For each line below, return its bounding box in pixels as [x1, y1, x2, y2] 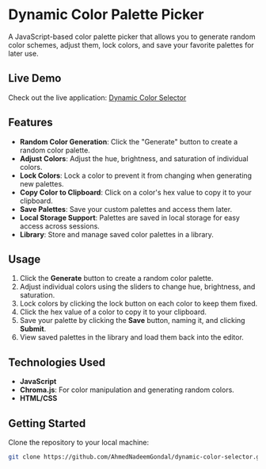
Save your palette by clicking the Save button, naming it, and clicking [19, 316, 245, 325]
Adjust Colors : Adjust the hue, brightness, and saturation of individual [19, 153, 249, 163]
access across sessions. [19, 221, 101, 231]
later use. [8, 48, 39, 58]
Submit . [19, 324, 47, 334]
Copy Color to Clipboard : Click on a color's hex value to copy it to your [19, 187, 252, 197]
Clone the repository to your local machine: [8, 438, 150, 447]
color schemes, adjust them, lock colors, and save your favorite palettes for [8, 40, 255, 49]
